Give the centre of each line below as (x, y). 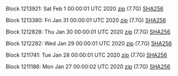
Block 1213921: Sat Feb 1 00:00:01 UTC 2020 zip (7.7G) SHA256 (84, 9)
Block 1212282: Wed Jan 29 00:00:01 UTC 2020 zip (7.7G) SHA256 (89, 43)
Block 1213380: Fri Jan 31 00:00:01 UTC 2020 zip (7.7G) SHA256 (86, 20)
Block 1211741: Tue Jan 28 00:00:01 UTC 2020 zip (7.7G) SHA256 (86, 55)
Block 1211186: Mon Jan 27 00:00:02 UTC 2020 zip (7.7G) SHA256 (88, 66)
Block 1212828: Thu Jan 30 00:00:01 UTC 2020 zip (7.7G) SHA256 (88, 32)
